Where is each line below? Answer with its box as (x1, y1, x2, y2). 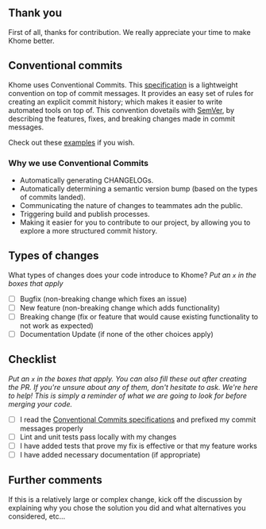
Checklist (8, 353, 57, 366)
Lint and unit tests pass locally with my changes (19, 432, 177, 442)
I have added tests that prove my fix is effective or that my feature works (19, 441, 258, 450)
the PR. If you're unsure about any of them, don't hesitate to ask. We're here (8, 382, 258, 392)
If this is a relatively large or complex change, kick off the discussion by (8, 494, 242, 504)
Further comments (8, 473, 102, 487)
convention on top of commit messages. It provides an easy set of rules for (8, 88, 254, 98)
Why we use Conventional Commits (8, 157, 149, 168)
